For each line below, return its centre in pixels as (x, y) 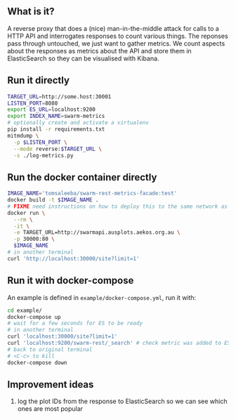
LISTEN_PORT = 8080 (33, 103)
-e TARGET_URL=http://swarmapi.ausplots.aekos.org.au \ (97, 232)
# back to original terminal (50, 349)
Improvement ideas (51, 385)
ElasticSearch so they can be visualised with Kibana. (83, 58)
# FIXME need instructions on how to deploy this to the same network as (118, 206)
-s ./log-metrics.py (44, 155)
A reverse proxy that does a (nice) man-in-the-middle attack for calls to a (113, 28)
